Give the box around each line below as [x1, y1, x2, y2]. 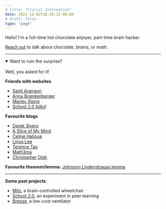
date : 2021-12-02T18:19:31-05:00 [5, 12, 74, 17]
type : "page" [5, 21, 32, 26]
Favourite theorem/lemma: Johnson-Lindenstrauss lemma [5, 164, 125, 170]
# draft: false [5, 16, 37, 21]
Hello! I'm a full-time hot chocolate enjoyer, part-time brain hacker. [5, 35, 141, 41]
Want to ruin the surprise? [9, 58, 63, 64]
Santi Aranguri [12, 88, 42, 94]
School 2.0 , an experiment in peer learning [12, 193, 99, 199]
